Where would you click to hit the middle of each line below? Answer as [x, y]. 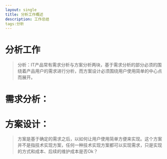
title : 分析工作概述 [24, 14]
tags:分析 [14, 24]
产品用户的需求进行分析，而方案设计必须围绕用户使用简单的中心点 [94, 71]
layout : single [21, 10]
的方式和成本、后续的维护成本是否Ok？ [58, 151]
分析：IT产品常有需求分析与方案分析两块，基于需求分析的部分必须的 [87, 65]
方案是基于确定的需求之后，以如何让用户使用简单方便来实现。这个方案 [90, 139]
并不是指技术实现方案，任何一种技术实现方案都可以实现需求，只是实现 [90, 145]
